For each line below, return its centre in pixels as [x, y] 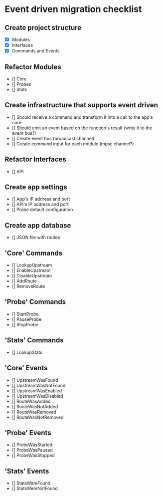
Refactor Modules [33, 67]
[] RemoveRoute [28, 286]
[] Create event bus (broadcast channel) [53, 138]
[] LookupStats [27, 352]
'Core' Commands [34, 253]
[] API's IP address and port [40, 204]
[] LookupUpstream [32, 265]
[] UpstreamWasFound [35, 380]
